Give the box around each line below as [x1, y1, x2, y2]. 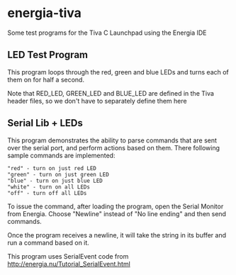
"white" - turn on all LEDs [7, 183, 91, 191]
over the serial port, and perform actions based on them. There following [7, 143, 220, 152]
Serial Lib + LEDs [7, 117, 84, 129]
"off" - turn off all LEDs [7, 189, 87, 196]
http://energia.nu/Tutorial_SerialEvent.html [7, 259, 131, 268]
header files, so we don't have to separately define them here [7, 96, 187, 105]
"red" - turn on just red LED [7, 164, 97, 172]
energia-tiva [7, 5, 82, 21]
